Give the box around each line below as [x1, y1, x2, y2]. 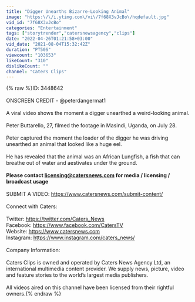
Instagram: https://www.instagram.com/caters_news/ [6, 234, 135, 241]
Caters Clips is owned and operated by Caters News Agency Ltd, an [6, 259, 171, 266]
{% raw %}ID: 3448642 [6, 84, 63, 91]
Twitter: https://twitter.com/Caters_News [6, 215, 105, 223]
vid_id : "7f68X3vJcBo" [6, 19, 62, 25]
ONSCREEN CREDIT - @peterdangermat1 [6, 97, 106, 104]
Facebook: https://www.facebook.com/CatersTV [6, 222, 123, 229]
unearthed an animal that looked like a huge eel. [6, 141, 122, 148]
